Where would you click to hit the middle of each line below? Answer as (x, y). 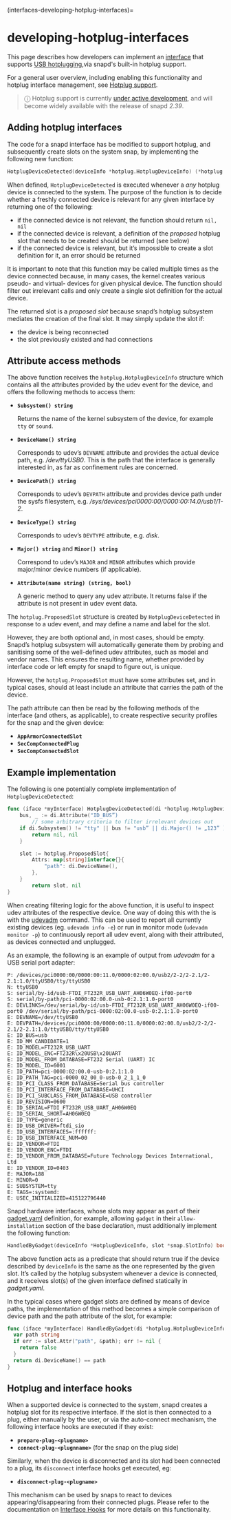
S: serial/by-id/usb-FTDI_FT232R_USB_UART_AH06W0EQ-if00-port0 (100, 993)
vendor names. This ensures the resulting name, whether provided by (106, 659)
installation (26, 1226)
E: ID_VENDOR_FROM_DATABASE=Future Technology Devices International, (110, 1156)
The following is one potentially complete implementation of (92, 789)
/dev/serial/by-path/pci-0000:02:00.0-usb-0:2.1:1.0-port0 (111, 1011)
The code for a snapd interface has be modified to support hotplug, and (109, 144)
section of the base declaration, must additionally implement (131, 1225)
